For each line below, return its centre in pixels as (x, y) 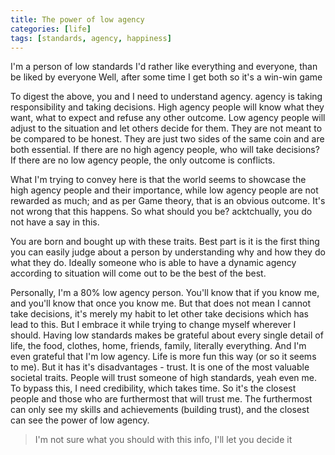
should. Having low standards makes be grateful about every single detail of (167, 335)
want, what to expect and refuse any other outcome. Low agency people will (168, 118)
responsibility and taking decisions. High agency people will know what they (167, 107)
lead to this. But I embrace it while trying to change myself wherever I (153, 325)
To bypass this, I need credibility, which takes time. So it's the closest (153, 388)
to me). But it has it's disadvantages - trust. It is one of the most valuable (160, 367)
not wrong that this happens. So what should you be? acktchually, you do (161, 212)
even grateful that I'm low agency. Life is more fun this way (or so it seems (163, 357)
